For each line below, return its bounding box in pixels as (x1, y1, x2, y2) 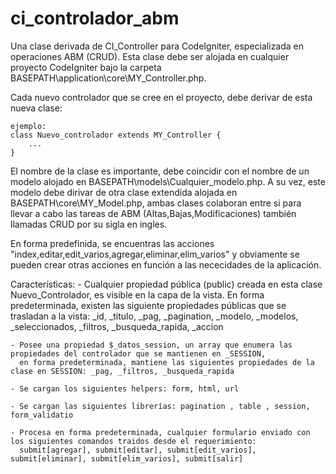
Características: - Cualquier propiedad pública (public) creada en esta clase (10, 278, 323, 290)
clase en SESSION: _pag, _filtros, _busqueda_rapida (10, 366, 235, 376)
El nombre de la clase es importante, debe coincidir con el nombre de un (10, 165, 310, 177)
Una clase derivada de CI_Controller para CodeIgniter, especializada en (10, 40, 305, 52)
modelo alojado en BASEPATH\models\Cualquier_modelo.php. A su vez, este (10, 175, 326, 187)
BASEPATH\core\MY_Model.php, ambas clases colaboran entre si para (10, 197, 302, 209)
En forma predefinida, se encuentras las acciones (10, 237, 215, 249)
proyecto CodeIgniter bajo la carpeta (10, 61, 162, 73)
